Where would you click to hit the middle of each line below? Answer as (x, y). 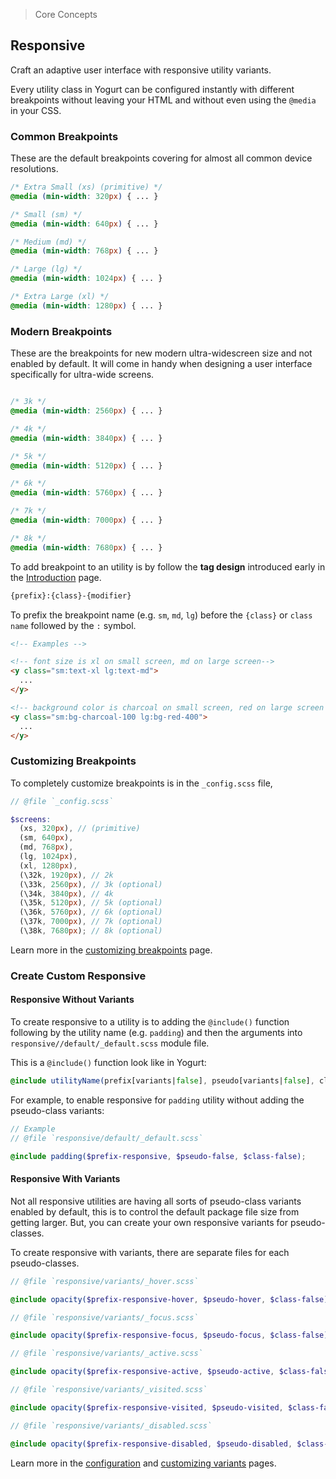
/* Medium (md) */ (48, 242)
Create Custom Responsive (78, 976)
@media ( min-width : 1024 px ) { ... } (86, 279)
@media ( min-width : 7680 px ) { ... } (86, 547)
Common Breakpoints (64, 136)
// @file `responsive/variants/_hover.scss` (104, 1281)
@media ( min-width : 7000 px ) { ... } (86, 520)
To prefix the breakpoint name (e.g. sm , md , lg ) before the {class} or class (161, 615)
